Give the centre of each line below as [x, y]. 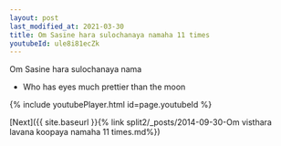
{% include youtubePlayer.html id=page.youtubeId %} [111, 105]
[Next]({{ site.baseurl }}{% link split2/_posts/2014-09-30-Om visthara [140, 122]
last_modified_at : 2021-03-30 [67, 26]
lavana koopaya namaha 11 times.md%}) [85, 132]
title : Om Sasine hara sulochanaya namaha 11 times [109, 35]
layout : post [34, 18]
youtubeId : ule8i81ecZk [55, 43]
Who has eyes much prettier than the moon [104, 87]
